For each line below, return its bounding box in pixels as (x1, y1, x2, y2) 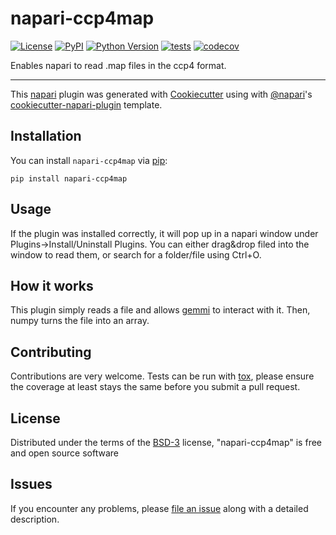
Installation (10, 128, 82, 145)
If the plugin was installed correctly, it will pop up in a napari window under (10, 227, 319, 239)
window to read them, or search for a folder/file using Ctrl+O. (10, 248, 262, 261)
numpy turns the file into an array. (10, 315, 150, 327)
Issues (10, 476, 53, 493)
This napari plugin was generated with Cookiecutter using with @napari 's (10, 88, 313, 100)
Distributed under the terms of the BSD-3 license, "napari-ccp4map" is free (10, 437, 322, 448)
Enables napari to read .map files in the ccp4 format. (10, 59, 227, 71)
